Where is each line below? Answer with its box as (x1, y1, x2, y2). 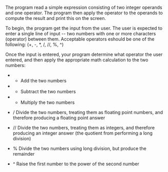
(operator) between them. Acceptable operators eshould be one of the (5, 36, 155, 42)
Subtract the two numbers (20, 89, 76, 94)
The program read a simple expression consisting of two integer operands (5, 5, 163, 10)
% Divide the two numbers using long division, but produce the (12, 145, 146, 152)
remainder (12, 151, 35, 157)
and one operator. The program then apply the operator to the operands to (5, 10, 163, 16)
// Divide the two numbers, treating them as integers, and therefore (12, 125, 155, 131)
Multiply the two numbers (20, 99, 75, 105)
